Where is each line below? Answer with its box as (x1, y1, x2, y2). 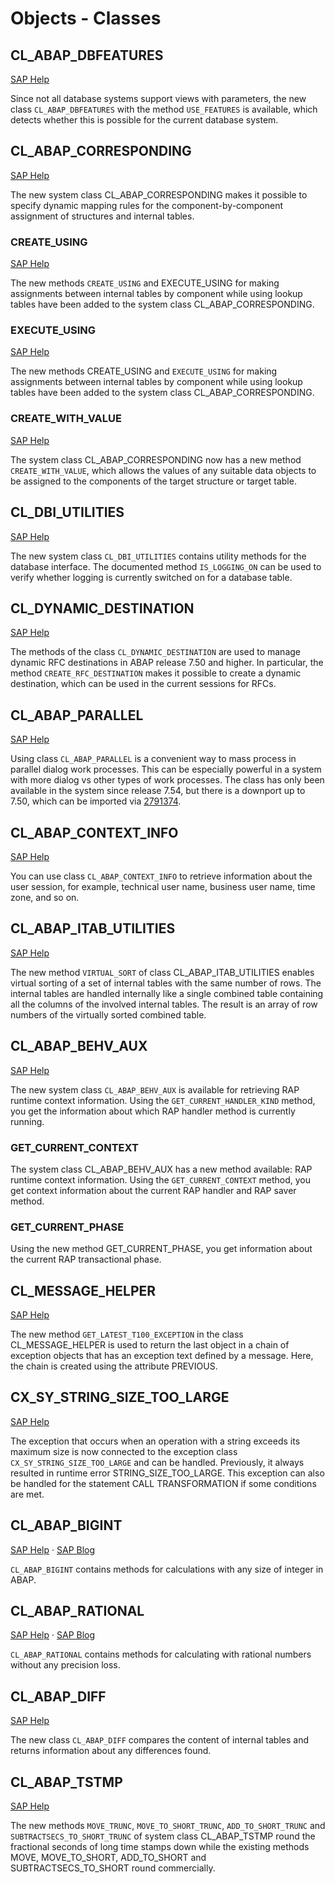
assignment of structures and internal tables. (10, 210, 195, 222)
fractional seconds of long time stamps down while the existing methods (10, 1841, 310, 1853)
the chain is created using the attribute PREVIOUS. (10, 1360, 218, 1372)
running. (10, 1115, 45, 1127)
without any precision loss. (10, 1659, 121, 1671)
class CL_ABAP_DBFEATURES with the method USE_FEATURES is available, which (10, 103, 318, 115)
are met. (10, 1488, 45, 1500)
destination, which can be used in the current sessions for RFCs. (10, 678, 277, 690)
